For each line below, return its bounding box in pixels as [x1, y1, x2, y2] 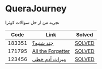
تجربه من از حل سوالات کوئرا [5, 19, 60, 25]
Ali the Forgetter [32, 48, 70, 55]
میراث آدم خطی [32, 56, 66, 63]
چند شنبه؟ [32, 39, 53, 46]
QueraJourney [5, 3, 67, 14]
